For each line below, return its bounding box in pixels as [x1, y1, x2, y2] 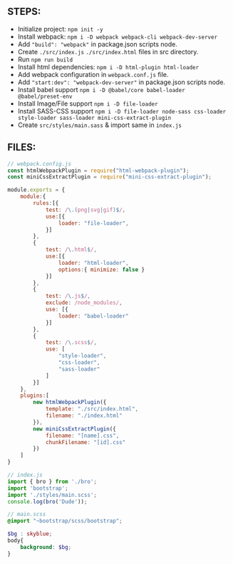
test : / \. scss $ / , [45, 339, 98, 346]
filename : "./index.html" [45, 412, 123, 419]
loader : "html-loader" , [58, 259, 130, 266]
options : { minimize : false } [58, 266, 145, 273]
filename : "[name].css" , [45, 432, 120, 439]
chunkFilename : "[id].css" [45, 438, 126, 445]
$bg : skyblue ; [7, 530, 53, 538]
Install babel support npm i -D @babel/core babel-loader [17, 85, 185, 94]
